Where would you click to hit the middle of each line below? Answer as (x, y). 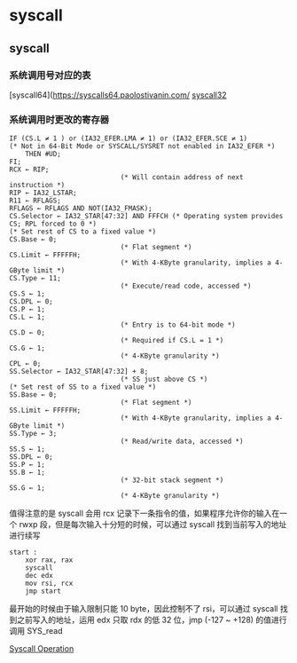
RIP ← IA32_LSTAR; (43, 193)
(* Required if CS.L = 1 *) (172, 341)
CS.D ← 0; (27, 333)
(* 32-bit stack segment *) (172, 480)
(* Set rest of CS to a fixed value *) (83, 232)
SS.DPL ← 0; (31, 457)
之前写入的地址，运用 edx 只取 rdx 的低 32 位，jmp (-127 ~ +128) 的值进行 (152, 620)
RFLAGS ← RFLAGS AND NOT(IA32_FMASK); (81, 209)
